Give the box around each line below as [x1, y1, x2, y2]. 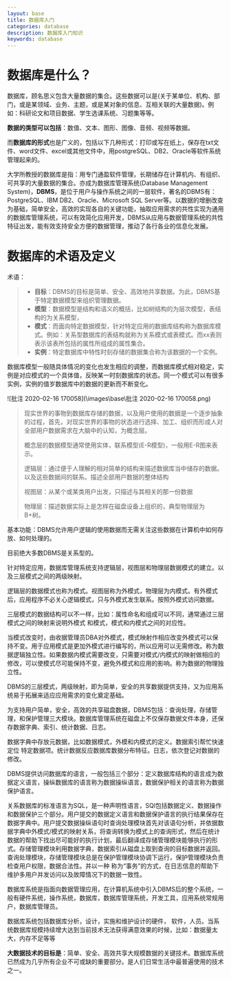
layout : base [7, 10, 45, 17]
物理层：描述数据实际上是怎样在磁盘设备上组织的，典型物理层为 [23, 502, 205, 511]
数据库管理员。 [19, 902, 62, 911]
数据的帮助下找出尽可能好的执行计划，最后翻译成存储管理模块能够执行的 [7, 836, 212, 844]
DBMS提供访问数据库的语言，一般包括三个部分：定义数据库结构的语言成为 [7, 770, 218, 777]
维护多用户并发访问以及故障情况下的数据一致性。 [7, 871, 146, 878]
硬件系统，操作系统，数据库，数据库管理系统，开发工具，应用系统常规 [19, 894, 218, 902]
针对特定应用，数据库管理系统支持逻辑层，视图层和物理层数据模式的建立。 [7, 564, 218, 571]
